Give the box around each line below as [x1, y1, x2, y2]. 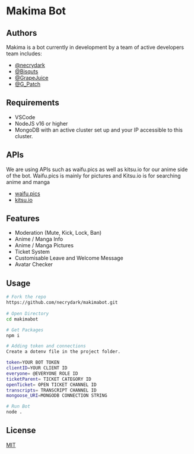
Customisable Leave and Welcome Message [14, 254, 123, 262]
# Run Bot [6, 403, 31, 409]
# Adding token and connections [6, 343, 86, 349]
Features [6, 213, 40, 224]
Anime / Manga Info [14, 235, 63, 242]
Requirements [6, 98, 59, 108]
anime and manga [6, 178, 50, 185]
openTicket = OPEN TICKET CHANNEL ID [6, 381, 97, 388]
